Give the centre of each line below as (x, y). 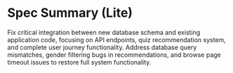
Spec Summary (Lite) (70, 13)
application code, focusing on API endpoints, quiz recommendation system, (116, 39)
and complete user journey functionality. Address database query (102, 47)
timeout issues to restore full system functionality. (79, 62)
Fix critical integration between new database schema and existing (104, 32)
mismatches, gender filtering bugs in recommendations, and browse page (114, 55)
